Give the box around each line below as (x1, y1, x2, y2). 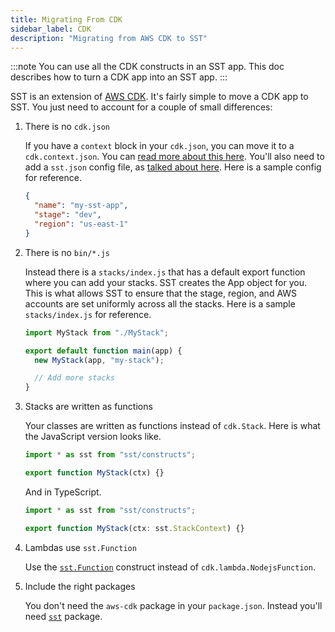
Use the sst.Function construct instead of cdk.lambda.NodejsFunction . (24, 561, 316, 573)
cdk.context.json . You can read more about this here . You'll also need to (24, 151, 325, 163)
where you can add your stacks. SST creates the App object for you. (24, 276, 308, 288)
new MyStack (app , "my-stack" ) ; (34, 355, 165, 365)
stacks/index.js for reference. (24, 308, 152, 320)
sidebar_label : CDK (10, 24, 92, 34)
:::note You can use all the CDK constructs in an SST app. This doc (10, 61, 285, 73)
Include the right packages (24, 580, 136, 592)
